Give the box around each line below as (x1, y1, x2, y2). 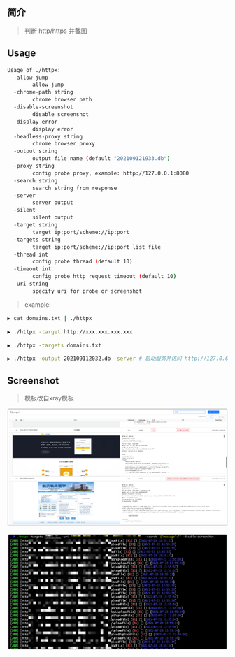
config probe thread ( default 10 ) (32, 258, 133, 266)
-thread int (13, 251, 49, 258)
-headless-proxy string (13, 133, 83, 140)
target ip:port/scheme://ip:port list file (32, 243, 161, 250)
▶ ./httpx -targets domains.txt (7, 342, 101, 349)
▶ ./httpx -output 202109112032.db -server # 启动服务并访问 (7, 355, 182, 362)
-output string (13, 147, 58, 155)
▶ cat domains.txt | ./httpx (7, 315, 92, 322)
